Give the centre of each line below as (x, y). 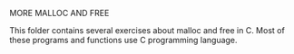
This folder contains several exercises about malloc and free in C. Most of (147, 30)
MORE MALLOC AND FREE (59, 13)
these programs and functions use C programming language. (123, 40)
